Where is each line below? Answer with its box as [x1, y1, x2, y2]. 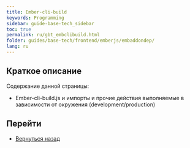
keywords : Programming [6, 15, 64, 21]
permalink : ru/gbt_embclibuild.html [6, 32, 100, 38]
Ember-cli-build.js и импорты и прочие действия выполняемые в [15, 94, 184, 101]
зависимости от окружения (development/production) [15, 101, 156, 108]
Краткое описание [6, 66, 82, 77]
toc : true [6, 26, 32, 33]
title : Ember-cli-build [6, 9, 67, 15]
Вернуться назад [15, 134, 60, 142]
